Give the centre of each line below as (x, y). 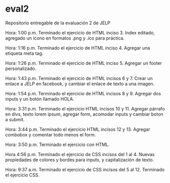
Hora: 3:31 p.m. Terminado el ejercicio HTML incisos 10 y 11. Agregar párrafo (85, 108)
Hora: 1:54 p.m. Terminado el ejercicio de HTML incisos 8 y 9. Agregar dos (83, 93)
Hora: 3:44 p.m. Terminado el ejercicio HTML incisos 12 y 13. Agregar (78, 129)
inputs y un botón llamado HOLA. (40, 99)
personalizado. (21, 68)
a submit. (15, 119)
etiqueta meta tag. (24, 53)
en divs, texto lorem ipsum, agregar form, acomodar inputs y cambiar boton (84, 114)
